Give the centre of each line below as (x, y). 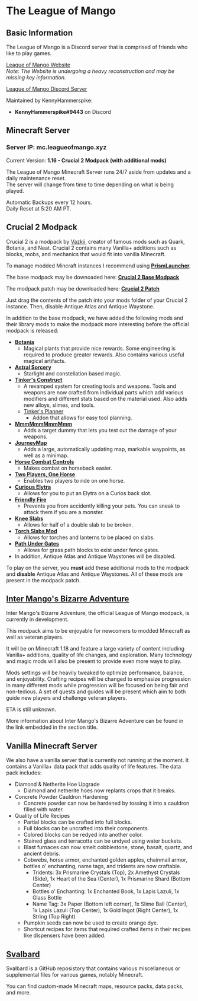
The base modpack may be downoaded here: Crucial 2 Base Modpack (92, 277)
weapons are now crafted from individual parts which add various (103, 392)
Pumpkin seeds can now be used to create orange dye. (91, 923)
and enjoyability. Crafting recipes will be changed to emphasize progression (98, 679)
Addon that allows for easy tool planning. (82, 417)
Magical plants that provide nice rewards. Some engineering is (100, 348)
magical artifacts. (45, 361)
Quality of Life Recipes (42, 816)
